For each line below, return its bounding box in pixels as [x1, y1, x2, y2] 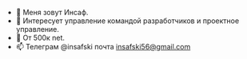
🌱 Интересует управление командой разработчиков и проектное [15, 16, 240, 26]
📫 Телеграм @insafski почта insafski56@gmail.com [15, 42, 191, 51]
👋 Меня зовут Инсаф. [15, 8, 89, 17]
